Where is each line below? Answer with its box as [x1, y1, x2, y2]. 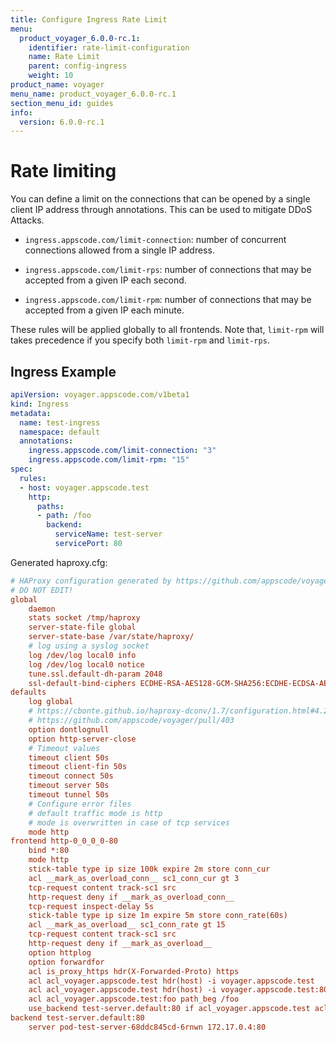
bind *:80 [28, 846, 70, 856]
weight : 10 [28, 71, 74, 81]
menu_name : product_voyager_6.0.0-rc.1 [10, 89, 177, 99]
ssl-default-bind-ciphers [28, 678, 137, 688]
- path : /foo [36, 511, 92, 521]
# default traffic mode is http [28, 808, 163, 818]
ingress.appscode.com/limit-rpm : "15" [28, 455, 190, 465]
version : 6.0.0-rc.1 [19, 117, 105, 127]
